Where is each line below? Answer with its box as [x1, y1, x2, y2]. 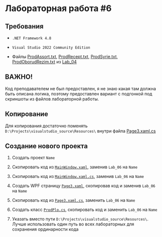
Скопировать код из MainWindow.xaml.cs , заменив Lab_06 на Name [12, 174, 144, 179]
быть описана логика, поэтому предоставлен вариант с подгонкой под [5, 90, 152, 97]
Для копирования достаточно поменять [5, 123, 88, 129]
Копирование [5, 110, 48, 118]
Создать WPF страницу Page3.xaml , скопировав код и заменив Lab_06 [12, 183, 156, 189]
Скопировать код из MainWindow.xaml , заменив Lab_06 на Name [12, 164, 138, 170]
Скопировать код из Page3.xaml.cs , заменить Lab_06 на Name [12, 197, 135, 203]
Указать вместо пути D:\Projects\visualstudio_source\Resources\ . [12, 216, 149, 222]
